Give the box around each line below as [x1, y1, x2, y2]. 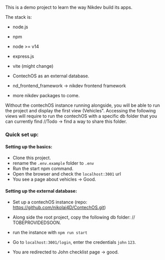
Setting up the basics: [5, 144, 53, 150]
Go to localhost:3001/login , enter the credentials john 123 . [12, 239, 136, 245]
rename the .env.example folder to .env [12, 160, 95, 166]
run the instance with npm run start [12, 230, 88, 236]
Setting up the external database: [5, 188, 77, 194]
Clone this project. [12, 155, 51, 161]
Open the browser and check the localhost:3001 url [12, 171, 121, 177]
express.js [12, 53, 34, 59]
